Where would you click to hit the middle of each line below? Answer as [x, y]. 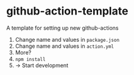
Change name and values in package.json [67, 39]
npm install [30, 59]
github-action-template [67, 11]
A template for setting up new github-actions [62, 28]
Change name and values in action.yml [65, 46]
